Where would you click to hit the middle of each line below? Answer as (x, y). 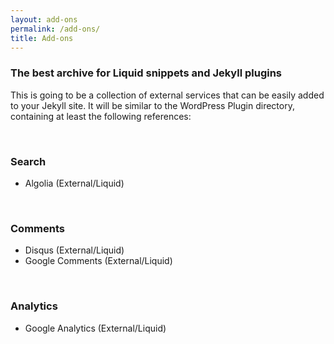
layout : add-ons (44, 19)
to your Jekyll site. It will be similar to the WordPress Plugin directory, (152, 105)
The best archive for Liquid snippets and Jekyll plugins (146, 73)
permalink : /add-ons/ (55, 29)
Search (28, 161)
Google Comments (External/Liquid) (98, 261)
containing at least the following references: (101, 116)
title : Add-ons (42, 38)
